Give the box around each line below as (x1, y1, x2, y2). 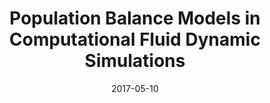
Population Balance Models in (9, 7, 261, 30)
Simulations (84, 50, 186, 72)
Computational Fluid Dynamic (9, 28, 261, 51)
